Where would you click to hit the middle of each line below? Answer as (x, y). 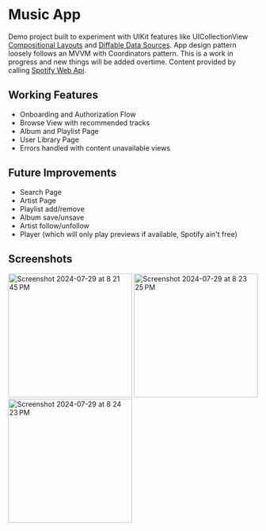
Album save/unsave (52, 217)
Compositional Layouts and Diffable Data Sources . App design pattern (122, 44)
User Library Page (49, 139)
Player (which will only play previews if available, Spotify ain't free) (128, 234)
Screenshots (40, 259)
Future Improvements (63, 173)
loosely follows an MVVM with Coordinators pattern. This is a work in (121, 53)
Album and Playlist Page (59, 131)
